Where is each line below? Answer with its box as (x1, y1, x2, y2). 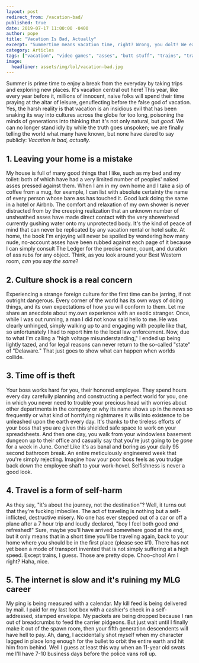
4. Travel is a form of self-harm (6, 485, 123, 495)
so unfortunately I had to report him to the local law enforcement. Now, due (6, 328, 190, 335)
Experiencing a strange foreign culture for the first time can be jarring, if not (6, 291, 191, 297)
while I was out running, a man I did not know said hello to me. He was (6, 316, 178, 323)
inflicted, (6, 514, 28, 521)
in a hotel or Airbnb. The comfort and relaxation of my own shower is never (6, 201, 190, 208)
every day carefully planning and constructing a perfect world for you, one (6, 392, 188, 400)
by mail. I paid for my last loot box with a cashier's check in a (6, 606, 155, 613)
